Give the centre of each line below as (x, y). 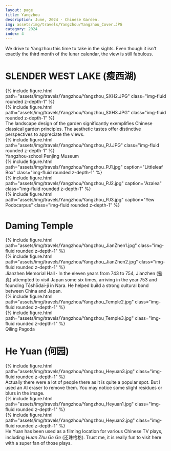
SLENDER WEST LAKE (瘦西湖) (71, 76)
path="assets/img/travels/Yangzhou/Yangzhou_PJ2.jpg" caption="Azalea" (84, 183)
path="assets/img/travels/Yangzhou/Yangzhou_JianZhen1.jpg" (71, 245)
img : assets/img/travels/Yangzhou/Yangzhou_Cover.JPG (64, 24)
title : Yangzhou (23, 15)
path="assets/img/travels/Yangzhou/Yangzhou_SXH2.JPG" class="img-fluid (86, 96)
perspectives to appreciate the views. (45, 134)
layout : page (19, 10)
